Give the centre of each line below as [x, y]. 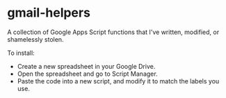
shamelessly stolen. [35, 39]
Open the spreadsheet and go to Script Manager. [87, 74]
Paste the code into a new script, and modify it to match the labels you [118, 81]
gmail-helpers [49, 13]
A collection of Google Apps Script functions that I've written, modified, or [113, 32]
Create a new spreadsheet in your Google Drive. [86, 66]
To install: [21, 53]
